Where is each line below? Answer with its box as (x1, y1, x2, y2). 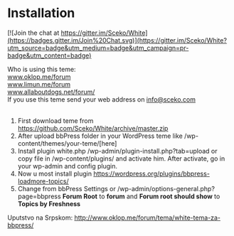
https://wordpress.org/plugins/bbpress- (93, 169, 210, 178)
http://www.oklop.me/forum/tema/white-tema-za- (74, 213, 221, 222)
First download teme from (17, 116, 94, 125)
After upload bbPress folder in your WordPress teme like (17, 132, 183, 140)
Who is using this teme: (7, 65, 76, 73)
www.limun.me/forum (7, 80, 71, 88)
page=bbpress (17, 192, 62, 200)
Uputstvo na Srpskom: (7, 213, 73, 222)
